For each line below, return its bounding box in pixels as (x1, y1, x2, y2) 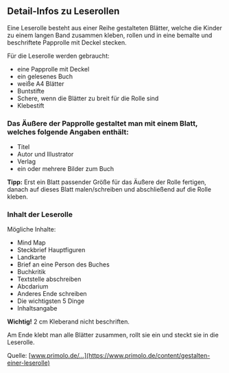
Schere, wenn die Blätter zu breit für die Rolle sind (16, 94, 159, 102)
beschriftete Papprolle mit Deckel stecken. (7, 38, 127, 47)
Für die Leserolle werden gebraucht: (7, 52, 110, 60)
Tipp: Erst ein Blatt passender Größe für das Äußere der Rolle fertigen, (7, 178, 207, 186)
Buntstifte (16, 87, 45, 95)
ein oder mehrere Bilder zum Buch (16, 165, 114, 173)
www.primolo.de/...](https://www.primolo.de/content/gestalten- (30, 352, 210, 360)
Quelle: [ (7, 352, 32, 360)
